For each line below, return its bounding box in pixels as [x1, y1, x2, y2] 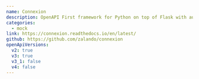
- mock [11, 25, 28, 31]
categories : [6, 20, 36, 26]
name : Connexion [6, 8, 46, 15]
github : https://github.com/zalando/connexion [6, 36, 123, 42]
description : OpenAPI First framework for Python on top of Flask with [6, 14, 187, 20]
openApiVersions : [6, 42, 49, 48]
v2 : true [11, 48, 33, 53]
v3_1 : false [11, 58, 41, 64]
